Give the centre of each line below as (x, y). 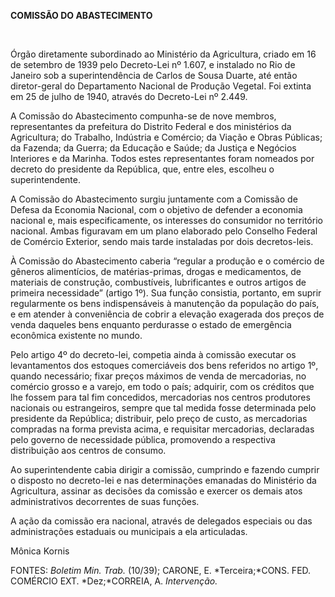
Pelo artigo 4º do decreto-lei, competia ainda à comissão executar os (153, 354)
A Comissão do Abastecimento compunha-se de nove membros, (143, 116)
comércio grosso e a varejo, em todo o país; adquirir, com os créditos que (162, 386)
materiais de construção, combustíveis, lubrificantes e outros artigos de (158, 282)
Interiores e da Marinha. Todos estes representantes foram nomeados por (162, 158)
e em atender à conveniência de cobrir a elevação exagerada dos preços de (167, 314)
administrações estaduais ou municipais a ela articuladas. (129, 531)
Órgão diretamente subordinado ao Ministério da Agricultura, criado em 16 (163, 54)
